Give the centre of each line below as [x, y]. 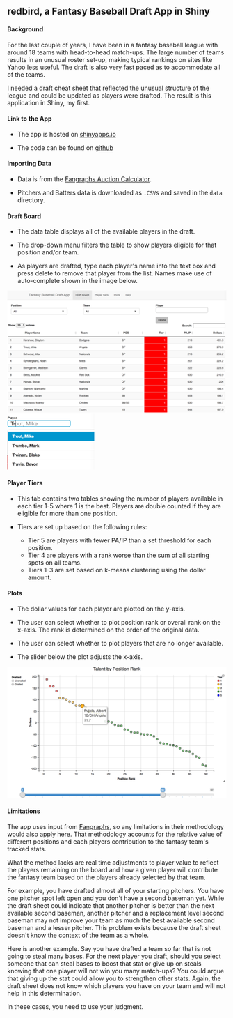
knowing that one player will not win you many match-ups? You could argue [116, 971]
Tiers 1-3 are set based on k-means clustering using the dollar [117, 570]
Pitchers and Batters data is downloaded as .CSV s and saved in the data [120, 192]
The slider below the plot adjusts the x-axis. [80, 656]
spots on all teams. [55, 562]
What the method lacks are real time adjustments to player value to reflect [113, 862]
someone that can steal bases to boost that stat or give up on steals [104, 963]
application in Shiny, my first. [49, 102]
